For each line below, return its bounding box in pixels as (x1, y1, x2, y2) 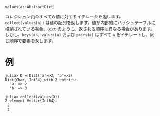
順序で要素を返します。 (9, 38, 56, 44)
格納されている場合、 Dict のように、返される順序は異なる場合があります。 (5, 26, 155, 32)
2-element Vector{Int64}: (5, 99, 57, 103)
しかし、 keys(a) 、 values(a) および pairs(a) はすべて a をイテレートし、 (5, 32, 150, 37)
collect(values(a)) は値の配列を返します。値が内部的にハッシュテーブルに (5, 20, 156, 25)
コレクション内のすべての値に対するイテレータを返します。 (5, 14, 124, 19)
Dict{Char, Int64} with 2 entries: (5, 77, 77, 82)
